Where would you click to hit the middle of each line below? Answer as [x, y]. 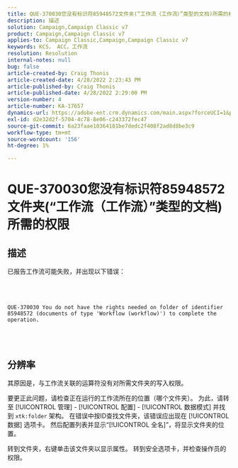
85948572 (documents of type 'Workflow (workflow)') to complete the [112, 314]
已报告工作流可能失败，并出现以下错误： [66, 272]
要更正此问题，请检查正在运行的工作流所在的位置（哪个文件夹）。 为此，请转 [118, 398]
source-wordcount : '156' [44, 139]
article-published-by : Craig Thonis [61, 87]
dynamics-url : [28, 113]
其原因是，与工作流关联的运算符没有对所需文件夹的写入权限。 [97, 383]
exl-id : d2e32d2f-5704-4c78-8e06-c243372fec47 [77, 119]
